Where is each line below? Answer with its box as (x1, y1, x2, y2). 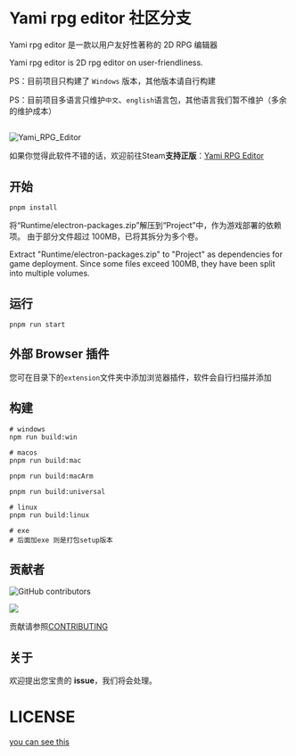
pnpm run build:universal (9, 487, 105, 496)
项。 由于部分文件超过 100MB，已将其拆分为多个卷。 (9, 231, 203, 242)
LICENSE (9, 707, 76, 727)
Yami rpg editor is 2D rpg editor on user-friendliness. (9, 57, 203, 68)
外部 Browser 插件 (9, 347, 110, 362)
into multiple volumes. (9, 268, 91, 279)
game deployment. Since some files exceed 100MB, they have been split (9, 259, 275, 269)
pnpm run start (9, 320, 66, 329)
